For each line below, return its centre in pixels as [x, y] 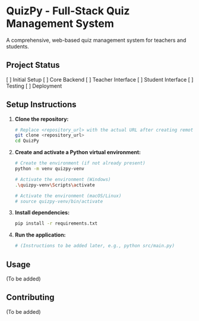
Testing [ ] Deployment [34, 86]
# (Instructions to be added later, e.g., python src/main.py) [95, 246]
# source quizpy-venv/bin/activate [59, 201]
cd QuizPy [27, 141]
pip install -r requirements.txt [56, 224]
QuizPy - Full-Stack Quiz [68, 11]
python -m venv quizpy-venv [49, 169]
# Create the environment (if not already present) [80, 163]
